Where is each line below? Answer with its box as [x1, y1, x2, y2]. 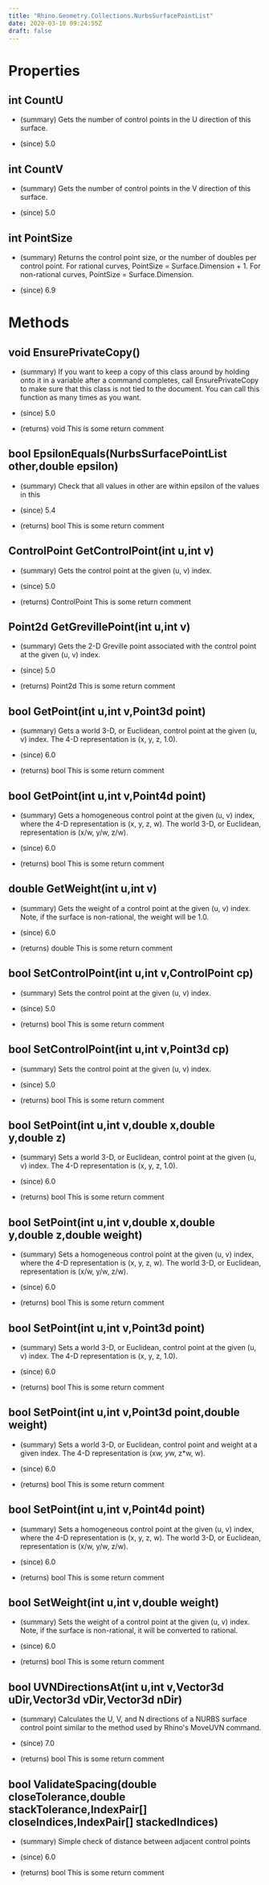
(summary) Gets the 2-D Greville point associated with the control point [19, 641, 257, 651]
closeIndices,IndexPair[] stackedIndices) [8, 1815, 218, 1829]
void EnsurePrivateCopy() [8, 346, 141, 359]
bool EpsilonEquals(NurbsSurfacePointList [8, 447, 227, 461]
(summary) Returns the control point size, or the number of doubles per [19, 253, 257, 262]
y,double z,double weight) [8, 1228, 143, 1241]
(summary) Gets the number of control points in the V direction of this [19, 184, 251, 193]
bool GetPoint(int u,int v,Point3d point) [8, 704, 206, 718]
